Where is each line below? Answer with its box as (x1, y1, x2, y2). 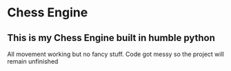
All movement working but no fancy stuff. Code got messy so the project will (7, 50, 224, 58)
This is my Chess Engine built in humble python (7, 32, 216, 44)
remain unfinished (7, 57, 59, 66)
